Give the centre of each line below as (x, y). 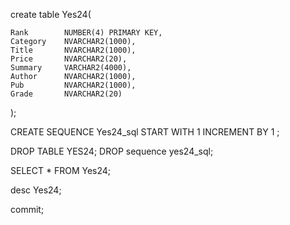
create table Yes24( (51, 14)
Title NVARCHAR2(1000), (73, 50)
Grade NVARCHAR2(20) (66, 94)
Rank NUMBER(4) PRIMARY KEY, (86, 33)
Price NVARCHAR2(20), (69, 59)
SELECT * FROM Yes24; (61, 170)
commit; (27, 209)
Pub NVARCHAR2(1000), (73, 85)
